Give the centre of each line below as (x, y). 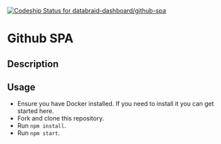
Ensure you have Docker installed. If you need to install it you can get (115, 104)
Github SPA (40, 39)
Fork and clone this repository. (60, 119)
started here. (35, 111)
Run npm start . (38, 133)
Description (33, 64)
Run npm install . (42, 126)
